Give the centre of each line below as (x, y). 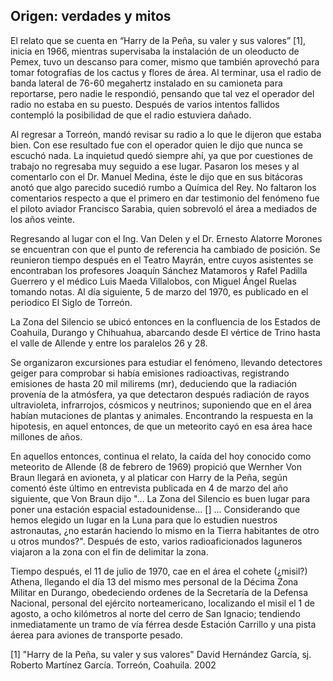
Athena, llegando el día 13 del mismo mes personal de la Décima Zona (154, 581)
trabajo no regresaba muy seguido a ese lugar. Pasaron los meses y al (155, 166)
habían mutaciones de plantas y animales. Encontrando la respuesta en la (162, 415)
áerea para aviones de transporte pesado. (96, 635)
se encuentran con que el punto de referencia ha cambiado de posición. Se (165, 249)
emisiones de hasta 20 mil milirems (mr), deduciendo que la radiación (154, 383)
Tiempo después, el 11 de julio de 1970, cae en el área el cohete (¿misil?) (159, 571)
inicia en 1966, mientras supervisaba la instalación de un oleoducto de (155, 51)
